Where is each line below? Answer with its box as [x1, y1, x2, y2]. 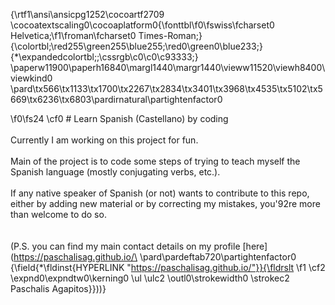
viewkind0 [10, 72, 53, 84]
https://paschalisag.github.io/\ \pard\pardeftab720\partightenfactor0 [13, 251, 297, 263]
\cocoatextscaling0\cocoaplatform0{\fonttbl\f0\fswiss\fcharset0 [10, 19, 275, 31]
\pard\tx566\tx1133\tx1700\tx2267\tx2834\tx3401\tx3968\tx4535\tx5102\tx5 [10, 83, 323, 94]
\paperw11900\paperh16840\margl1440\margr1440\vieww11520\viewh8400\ [10, 62, 326, 73]
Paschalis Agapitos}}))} [10, 283, 107, 294]
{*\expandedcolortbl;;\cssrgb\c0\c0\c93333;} [10, 51, 199, 63]
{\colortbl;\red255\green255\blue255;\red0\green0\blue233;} [10, 40, 263, 52]
